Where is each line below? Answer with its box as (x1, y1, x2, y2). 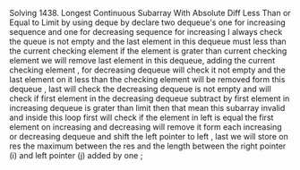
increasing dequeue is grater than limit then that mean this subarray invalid (9, 103, 286, 113)
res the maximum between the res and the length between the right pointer (9, 140, 287, 151)
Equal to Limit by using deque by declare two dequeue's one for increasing (9, 17, 287, 28)
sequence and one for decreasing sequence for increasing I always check (9, 27, 283, 37)
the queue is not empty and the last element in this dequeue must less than (9, 36, 287, 47)
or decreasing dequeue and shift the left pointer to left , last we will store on (9, 132, 288, 141)
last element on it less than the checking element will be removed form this (9, 74, 286, 84)
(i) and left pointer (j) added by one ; (9, 150, 143, 160)
